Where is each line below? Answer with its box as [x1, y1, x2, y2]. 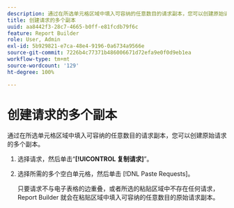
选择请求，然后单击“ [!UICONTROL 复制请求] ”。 [17, 155, 153, 163]
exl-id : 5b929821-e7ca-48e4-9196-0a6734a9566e [7, 43, 145, 50]
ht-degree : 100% [7, 68, 54, 75]
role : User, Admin [7, 36, 61, 43]
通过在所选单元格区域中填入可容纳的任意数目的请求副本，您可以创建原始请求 [7, 131, 227, 140]
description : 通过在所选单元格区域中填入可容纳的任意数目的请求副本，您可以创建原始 [7, 10, 224, 17]
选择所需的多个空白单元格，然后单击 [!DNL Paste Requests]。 [17, 170, 194, 178]
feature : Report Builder [7, 29, 79, 37]
